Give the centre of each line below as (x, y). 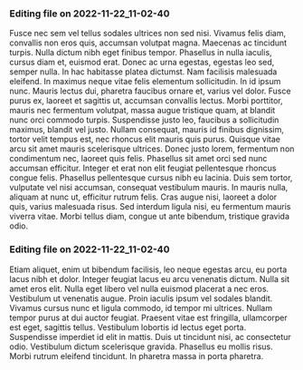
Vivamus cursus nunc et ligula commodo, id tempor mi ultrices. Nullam (141, 307)
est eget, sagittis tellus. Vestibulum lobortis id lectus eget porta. (128, 327)
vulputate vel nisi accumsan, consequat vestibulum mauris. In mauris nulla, (149, 188)
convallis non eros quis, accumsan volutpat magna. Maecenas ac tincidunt (148, 43)
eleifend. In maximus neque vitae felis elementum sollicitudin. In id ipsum (145, 82)
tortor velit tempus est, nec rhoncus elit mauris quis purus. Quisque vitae (145, 140)
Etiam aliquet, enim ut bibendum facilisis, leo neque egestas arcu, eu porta (148, 269)
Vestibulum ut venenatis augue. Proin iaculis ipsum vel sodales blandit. (141, 298)
